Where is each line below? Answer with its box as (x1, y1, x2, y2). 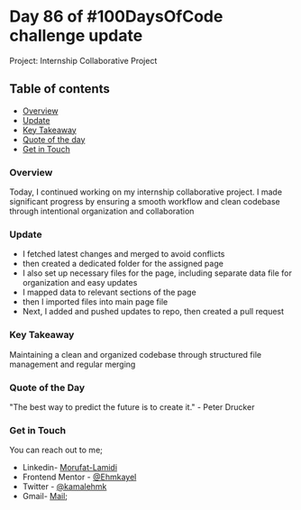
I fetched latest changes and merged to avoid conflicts (22, 249, 225, 260)
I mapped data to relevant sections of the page (22, 287, 196, 298)
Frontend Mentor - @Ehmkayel (22, 471, 137, 483)
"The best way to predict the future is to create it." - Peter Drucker (9, 401, 255, 412)
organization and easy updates (22, 278, 138, 288)
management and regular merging (9, 359, 136, 369)
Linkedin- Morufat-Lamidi (22, 462, 118, 473)
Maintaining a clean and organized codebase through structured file (9, 349, 262, 360)
